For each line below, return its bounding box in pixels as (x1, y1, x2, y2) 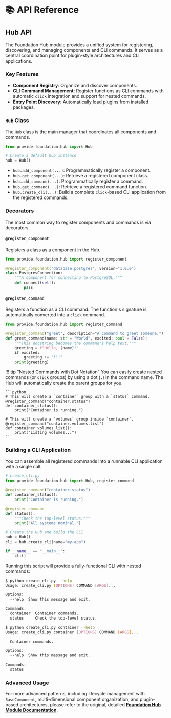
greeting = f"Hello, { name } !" (14, 345, 79, 350)
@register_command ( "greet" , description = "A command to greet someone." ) (5, 331, 164, 336)
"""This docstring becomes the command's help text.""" (14, 341, 137, 346)
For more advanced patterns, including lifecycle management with (5, 691, 145, 697)
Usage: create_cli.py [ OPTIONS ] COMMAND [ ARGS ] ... (5, 583, 116, 588)
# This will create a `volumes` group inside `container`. (5, 416, 134, 422)
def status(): (5, 511, 36, 516)
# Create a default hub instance (5, 153, 77, 158)
